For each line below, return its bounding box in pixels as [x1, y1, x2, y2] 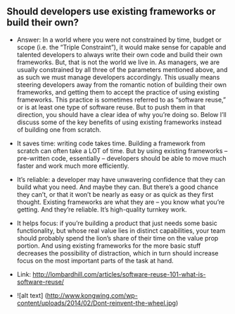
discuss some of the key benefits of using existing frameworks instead [16, 118, 222, 126]
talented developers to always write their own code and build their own [16, 50, 223, 59]
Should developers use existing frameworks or [6, 6, 216, 18]
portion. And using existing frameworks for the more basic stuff [16, 241, 201, 250]
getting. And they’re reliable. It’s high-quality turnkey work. [16, 205, 187, 214]
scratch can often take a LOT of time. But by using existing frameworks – [16, 146, 228, 155]
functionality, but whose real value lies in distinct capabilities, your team [16, 226, 226, 235]
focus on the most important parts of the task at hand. [16, 256, 174, 265]
